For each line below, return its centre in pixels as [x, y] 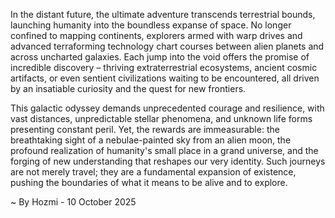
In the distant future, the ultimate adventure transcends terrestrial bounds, [163, 14]
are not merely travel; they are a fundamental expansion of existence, [153, 172]
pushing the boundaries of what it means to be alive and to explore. [149, 182]
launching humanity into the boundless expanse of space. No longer [151, 25]
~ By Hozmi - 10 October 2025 [73, 202]
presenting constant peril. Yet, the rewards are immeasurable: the [145, 129]
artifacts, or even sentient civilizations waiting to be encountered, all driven [165, 78]
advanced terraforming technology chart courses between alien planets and [167, 46]
